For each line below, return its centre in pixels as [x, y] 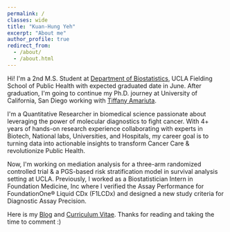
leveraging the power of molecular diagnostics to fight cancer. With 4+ [108, 121]
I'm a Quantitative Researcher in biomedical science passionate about [107, 114]
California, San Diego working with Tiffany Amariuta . [82, 100]
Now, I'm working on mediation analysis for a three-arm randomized [104, 164]
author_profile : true [38, 39]
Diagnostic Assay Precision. [47, 201]
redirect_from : [29, 46]
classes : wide [28, 20]
